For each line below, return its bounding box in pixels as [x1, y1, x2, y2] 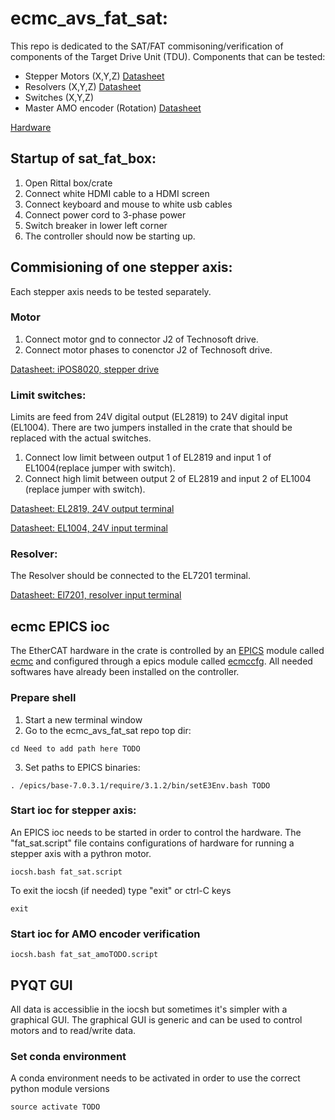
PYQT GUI [10, 977, 73, 994]
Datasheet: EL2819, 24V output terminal [10, 503, 175, 515]
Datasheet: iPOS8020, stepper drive [10, 363, 160, 375]
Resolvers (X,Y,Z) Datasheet [24, 80, 142, 92]
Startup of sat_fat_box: [10, 150, 157, 167]
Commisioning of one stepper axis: [10, 259, 233, 276]
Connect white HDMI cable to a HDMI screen [24, 187, 210, 199]
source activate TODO [10, 1102, 101, 1112]
